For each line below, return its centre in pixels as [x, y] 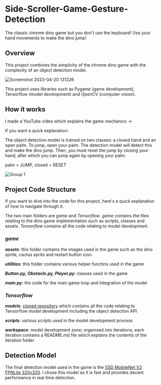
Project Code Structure [40, 189]
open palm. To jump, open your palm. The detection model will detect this [79, 145]
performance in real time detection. [40, 377]
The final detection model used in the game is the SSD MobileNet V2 [73, 367]
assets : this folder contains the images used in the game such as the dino [79, 249]
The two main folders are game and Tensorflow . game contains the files [77, 216]
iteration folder [20, 340]
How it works [25, 110]
